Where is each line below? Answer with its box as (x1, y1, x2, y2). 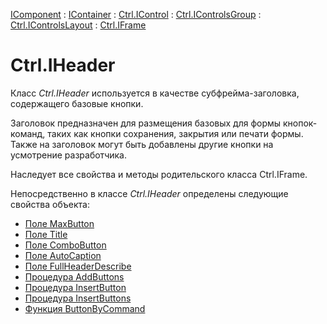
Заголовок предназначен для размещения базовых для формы (10, 117, 282, 129)
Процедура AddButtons (24, 270, 125, 283)
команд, (10, 127, 46, 139)
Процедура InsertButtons (24, 292, 132, 304)
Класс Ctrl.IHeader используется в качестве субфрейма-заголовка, (10, 87, 300, 99)
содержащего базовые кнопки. (10, 97, 144, 109)
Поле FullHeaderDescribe (24, 260, 132, 272)
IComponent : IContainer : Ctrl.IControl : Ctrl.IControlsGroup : (10, 9, 262, 20)
